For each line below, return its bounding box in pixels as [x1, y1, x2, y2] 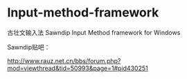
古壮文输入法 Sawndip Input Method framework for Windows [7, 28, 181, 36]
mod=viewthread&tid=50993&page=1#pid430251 [7, 64, 148, 72]
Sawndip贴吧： [7, 43, 51, 51]
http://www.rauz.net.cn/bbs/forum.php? [7, 56, 121, 65]
